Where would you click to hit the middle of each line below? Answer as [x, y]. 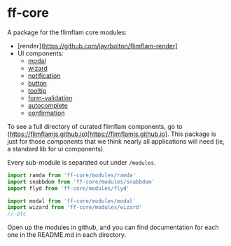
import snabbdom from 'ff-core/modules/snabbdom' [81, 182]
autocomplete [48, 105]
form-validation [50, 98]
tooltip [37, 90]
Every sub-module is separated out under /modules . [82, 162]
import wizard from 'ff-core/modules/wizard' [75, 207]
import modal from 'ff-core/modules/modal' [72, 201]
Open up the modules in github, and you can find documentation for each [113, 227]
